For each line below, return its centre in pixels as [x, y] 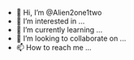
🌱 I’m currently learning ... [59, 30]
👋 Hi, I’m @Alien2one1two [59, 13]
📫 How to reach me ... [54, 47]
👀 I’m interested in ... [50, 21]
